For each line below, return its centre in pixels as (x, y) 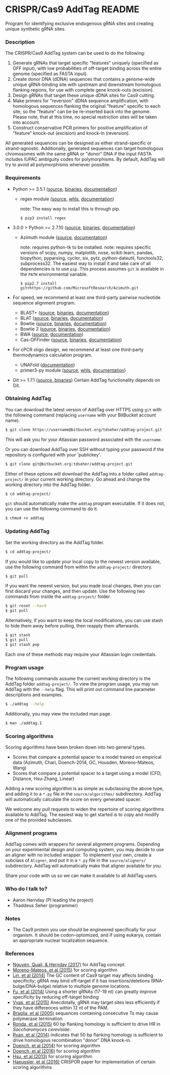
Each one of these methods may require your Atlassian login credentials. (81, 654)
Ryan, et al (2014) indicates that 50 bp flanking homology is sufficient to (88, 1035)
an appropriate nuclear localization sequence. (61, 940)
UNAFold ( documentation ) (47, 365)
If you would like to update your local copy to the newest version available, (83, 561)
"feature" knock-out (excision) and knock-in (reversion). (71, 133)
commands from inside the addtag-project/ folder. (58, 596)
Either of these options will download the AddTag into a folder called (77, 473)
